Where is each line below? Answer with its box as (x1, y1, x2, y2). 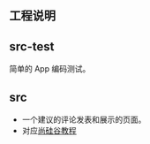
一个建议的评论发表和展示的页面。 (21, 114, 146, 125)
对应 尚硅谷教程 (21, 125, 77, 136)
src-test (9, 39, 55, 54)
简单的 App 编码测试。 (9, 64, 91, 74)
